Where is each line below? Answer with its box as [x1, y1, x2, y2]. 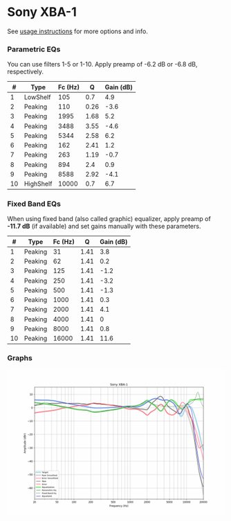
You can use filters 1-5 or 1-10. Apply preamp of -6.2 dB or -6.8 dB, [7, 60, 198, 69]
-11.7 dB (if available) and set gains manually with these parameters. [7, 222, 201, 231]
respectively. [7, 67, 44, 76]
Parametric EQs [7, 44, 61, 54]
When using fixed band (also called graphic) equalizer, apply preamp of [7, 215, 211, 223]
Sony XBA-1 [7, 4, 77, 20]
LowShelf [24, 93, 51, 101]
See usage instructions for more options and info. [7, 27, 149, 35]
